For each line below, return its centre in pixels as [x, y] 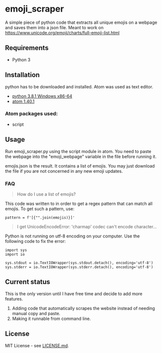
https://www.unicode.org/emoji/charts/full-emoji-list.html [63, 33]
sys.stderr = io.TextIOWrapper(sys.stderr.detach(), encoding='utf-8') [79, 267]
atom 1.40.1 [23, 101]
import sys [16, 250]
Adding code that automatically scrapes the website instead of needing [83, 308]
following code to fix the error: [36, 241]
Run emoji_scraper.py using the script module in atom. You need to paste [78, 151]
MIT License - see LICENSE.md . [37, 345]
